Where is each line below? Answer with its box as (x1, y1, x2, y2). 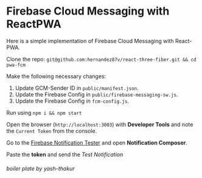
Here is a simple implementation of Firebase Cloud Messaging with (6, 37, 175, 44)
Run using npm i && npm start (6, 109, 82, 116)
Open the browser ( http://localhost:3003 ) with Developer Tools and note (6, 120, 193, 128)
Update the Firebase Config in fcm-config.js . (15, 97, 130, 104)
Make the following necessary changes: (6, 72, 106, 80)
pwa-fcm (6, 62, 26, 68)
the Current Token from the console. (6, 127, 97, 134)
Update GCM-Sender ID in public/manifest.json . (15, 84, 139, 92)
